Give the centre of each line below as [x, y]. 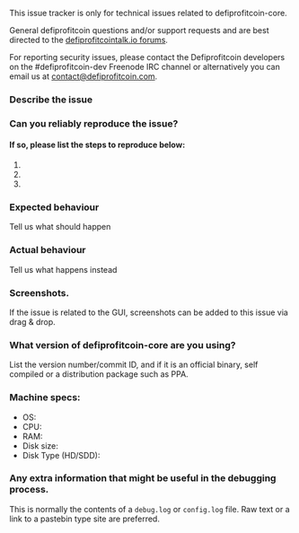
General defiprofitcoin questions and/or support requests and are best [139, 30]
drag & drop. [32, 321]
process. [29, 490]
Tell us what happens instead [63, 269]
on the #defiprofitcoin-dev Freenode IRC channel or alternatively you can [145, 67]
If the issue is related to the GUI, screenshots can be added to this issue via [149, 312]
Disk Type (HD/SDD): [61, 455]
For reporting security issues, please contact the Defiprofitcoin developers [147, 57]
